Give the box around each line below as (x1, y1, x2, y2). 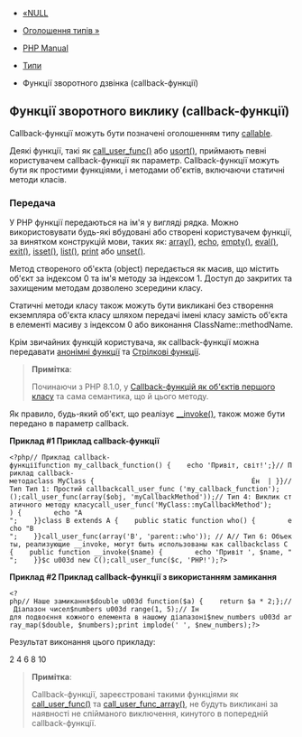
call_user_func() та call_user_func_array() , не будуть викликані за (31, 699, 279, 710)
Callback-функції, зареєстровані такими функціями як (31, 689, 239, 700)
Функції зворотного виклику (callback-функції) (9, 104, 290, 119)
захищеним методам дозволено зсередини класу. (9, 283, 203, 294)
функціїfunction (9, 461, 70, 471)
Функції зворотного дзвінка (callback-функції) (22, 78, 199, 89)
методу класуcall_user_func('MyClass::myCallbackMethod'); (45, 500, 272, 509)
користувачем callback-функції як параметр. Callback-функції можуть (9, 154, 279, 165)
